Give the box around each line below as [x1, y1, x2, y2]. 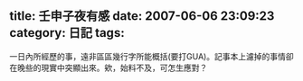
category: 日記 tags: [9, 25, 125, 40]
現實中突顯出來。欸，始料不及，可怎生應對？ [40, 62, 208, 73]
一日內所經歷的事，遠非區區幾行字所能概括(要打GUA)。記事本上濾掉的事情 [9, 50, 287, 61]
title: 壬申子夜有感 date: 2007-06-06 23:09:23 [9, 8, 275, 24]
